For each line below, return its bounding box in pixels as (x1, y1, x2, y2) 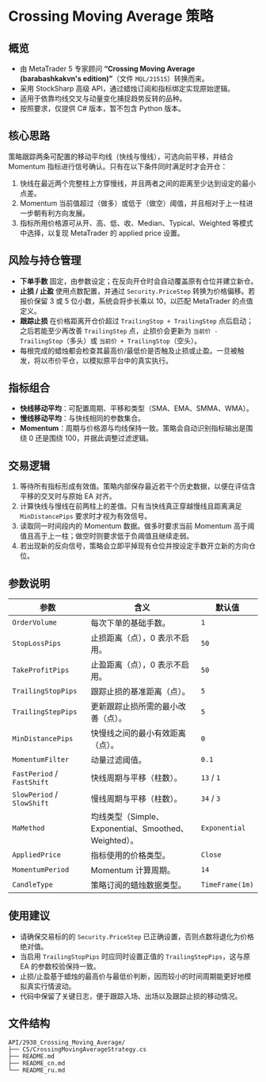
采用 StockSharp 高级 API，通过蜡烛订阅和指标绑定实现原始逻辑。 (19, 84, 235, 93)
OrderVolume (12, 618, 58, 628)
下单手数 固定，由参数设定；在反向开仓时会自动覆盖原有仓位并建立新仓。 (19, 276, 258, 286)
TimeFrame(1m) (200, 880, 254, 890)
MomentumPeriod (12, 865, 70, 875)
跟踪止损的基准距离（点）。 (90, 686, 190, 698)
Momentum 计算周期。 (90, 865, 176, 876)
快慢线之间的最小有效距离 (90, 728, 186, 739)
